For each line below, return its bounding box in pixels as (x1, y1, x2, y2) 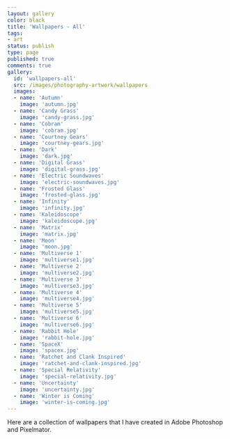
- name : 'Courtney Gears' (13, 133, 89, 140)
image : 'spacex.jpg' (20, 347, 79, 354)
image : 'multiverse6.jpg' (20, 321, 95, 328)
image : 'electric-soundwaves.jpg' (20, 178, 120, 185)
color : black (7, 17, 45, 24)
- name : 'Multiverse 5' (13, 302, 82, 309)
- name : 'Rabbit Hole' (13, 328, 79, 334)
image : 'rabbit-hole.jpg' (20, 334, 95, 341)
